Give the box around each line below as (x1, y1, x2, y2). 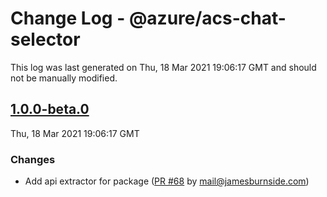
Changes (10, 152, 56, 166)
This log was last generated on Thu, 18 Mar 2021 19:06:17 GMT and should (10, 61, 317, 73)
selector (10, 28, 81, 51)
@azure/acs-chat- (128, 7, 287, 30)
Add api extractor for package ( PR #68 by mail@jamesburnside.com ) (24, 175, 310, 187)
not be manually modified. (10, 72, 118, 84)
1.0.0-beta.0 (10, 101, 90, 118)
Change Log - (10, 7, 126, 30)
